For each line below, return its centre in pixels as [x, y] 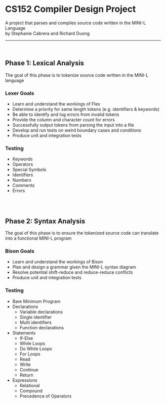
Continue [29, 369]
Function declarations [42, 327]
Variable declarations [41, 312]
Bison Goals [20, 251]
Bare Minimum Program [36, 301]
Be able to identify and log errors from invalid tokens [66, 114]
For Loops [30, 354]
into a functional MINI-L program [38, 238]
